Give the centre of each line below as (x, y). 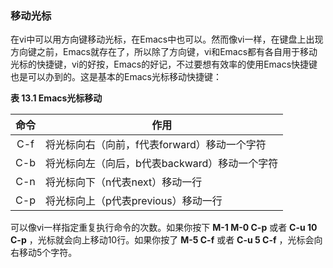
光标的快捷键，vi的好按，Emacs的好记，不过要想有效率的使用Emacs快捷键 (164, 64)
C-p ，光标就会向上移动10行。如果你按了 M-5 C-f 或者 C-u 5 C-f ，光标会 (162, 240)
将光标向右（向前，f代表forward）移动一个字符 (156, 145)
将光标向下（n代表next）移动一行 (124, 182)
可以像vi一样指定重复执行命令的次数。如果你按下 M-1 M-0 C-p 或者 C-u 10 (164, 228)
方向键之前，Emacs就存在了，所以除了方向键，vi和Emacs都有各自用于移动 (164, 52)
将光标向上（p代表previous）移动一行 (134, 201)
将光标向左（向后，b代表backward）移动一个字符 (162, 164)
